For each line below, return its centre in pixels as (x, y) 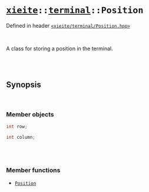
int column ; (21, 137)
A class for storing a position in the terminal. (59, 48)
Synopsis (24, 85)
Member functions (33, 170)
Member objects (30, 114)
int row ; (17, 127)
